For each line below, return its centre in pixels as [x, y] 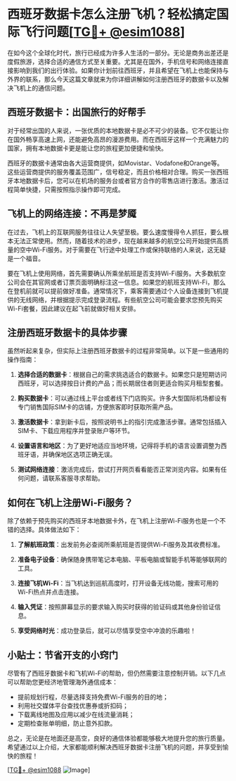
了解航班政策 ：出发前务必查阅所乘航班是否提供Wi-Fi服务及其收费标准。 [121, 545]
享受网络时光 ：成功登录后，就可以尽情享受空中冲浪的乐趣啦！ [107, 631]
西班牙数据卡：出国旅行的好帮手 [77, 112]
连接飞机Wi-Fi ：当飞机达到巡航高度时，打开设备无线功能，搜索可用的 [118, 583]
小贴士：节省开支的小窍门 [63, 655]
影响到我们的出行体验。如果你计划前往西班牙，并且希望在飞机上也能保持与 [121, 70]
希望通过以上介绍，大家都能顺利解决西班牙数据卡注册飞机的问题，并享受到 [115, 747]
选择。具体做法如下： [50, 530]
